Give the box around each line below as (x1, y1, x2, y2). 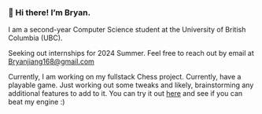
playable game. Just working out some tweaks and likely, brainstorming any (8, 80, 254, 90)
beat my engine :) (8, 97, 65, 107)
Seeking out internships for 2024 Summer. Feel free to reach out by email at (8, 49, 254, 58)
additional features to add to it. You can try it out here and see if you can (8, 89, 243, 98)
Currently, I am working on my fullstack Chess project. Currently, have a (8, 72, 242, 82)
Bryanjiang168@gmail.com (8, 57, 94, 66)
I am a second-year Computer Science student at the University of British (8, 25, 246, 35)
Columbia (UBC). (8, 33, 63, 42)
